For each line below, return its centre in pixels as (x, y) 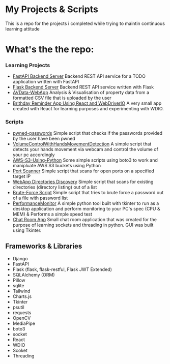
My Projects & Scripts (52, 9)
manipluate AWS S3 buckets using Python (56, 165)
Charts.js (22, 296)
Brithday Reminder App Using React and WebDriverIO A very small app (87, 103)
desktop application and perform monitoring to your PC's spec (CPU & (86, 208)
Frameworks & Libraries (44, 246)
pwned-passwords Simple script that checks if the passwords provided (88, 133)
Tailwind (21, 291)
